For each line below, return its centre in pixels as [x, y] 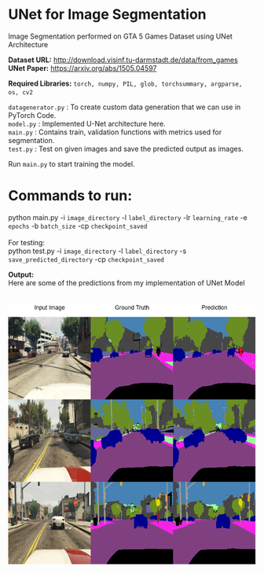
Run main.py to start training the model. [71, 163]
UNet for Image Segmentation [107, 15]
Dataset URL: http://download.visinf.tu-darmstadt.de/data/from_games [123, 60]
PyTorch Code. [32, 115]
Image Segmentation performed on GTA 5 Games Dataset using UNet [121, 36]
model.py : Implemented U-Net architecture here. [87, 123]
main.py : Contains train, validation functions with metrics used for [115, 132]
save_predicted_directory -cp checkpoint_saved [86, 259]
